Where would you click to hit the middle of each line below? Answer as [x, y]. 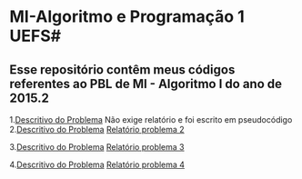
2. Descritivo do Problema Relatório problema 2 [97, 129]
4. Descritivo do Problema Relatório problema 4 [97, 164]
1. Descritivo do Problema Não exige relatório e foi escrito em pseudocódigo [151, 119]
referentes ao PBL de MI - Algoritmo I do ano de [146, 84]
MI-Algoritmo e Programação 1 [127, 17]
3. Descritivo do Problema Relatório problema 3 [97, 147]
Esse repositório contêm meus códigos [122, 70]
